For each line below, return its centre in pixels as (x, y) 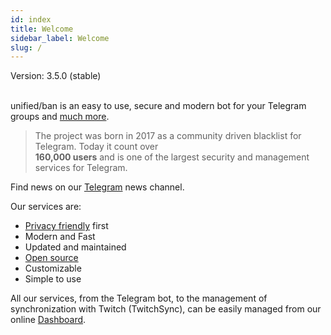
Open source (51, 258)
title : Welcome (42, 29)
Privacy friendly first (66, 226)
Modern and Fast (60, 237)
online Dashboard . (48, 320)
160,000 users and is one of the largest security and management (172, 157)
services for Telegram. (81, 168)
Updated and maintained (75, 247)
